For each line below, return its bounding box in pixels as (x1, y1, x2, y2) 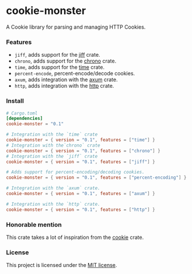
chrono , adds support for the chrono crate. (14, 57, 117, 65)
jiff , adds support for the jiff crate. (14, 51, 100, 58)
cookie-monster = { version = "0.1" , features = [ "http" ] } (6, 206, 156, 213)
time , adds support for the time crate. (14, 64, 105, 71)
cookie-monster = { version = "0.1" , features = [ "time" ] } (6, 137, 156, 143)
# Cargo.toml (6, 110, 38, 116)
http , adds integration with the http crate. (14, 82, 114, 89)
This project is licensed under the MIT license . (6, 262, 117, 269)
